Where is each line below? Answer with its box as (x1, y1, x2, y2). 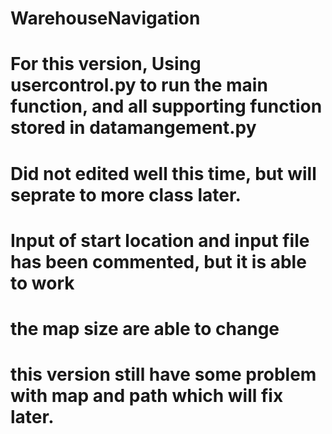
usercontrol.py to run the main (10, 74, 268, 97)
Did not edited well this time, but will (10, 162, 317, 185)
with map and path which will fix (10, 385, 284, 407)
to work (10, 272, 75, 294)
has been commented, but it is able (10, 250, 307, 273)
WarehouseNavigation (10, 7, 201, 30)
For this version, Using (10, 53, 202, 76)
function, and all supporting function (10, 95, 323, 118)
